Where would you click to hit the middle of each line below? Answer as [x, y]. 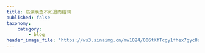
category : [30, 29]
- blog [37, 35]
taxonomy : [19, 23]
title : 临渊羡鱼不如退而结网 [39, 12]
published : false [28, 18]
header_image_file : [31, 40]
